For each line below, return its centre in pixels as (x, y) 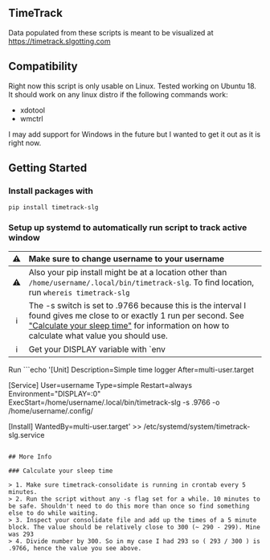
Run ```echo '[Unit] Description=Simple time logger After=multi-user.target (131, 369)
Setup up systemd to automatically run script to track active (128, 228)
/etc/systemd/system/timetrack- (197, 426)
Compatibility (43, 66)
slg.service (27, 434)
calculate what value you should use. (98, 336)
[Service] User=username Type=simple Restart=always (100, 385)
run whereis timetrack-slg (79, 292)
